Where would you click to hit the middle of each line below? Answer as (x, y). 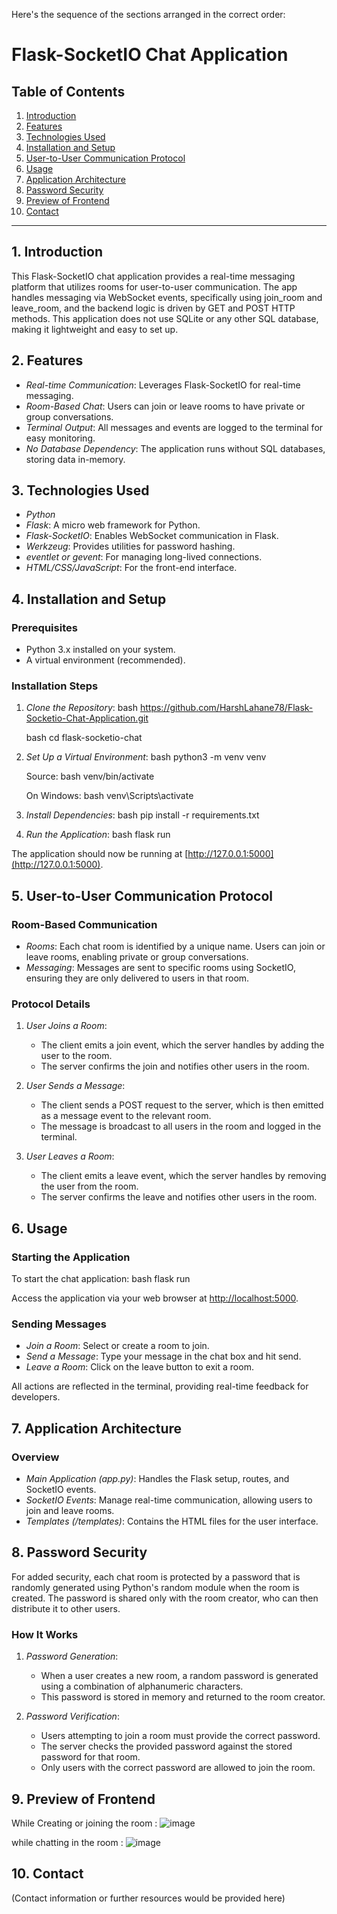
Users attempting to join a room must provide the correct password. (180, 1736)
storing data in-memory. (75, 459)
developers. (36, 1397)
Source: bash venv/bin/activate (90, 776)
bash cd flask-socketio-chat (84, 738)
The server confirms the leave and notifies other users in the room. (179, 1197)
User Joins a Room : (66, 1026)
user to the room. (76, 1056)
